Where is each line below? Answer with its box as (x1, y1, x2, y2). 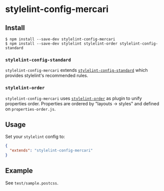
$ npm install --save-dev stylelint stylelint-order (5, 41, 118, 46)
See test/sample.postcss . (5, 179, 59, 186)
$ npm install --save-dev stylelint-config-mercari (5, 37, 115, 42)
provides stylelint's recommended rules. (5, 73, 89, 79)
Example (5, 166, 33, 175)
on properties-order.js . (5, 106, 56, 112)
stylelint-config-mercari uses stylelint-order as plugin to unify (5, 95, 142, 101)
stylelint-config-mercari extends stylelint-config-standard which (5, 67, 148, 73)
